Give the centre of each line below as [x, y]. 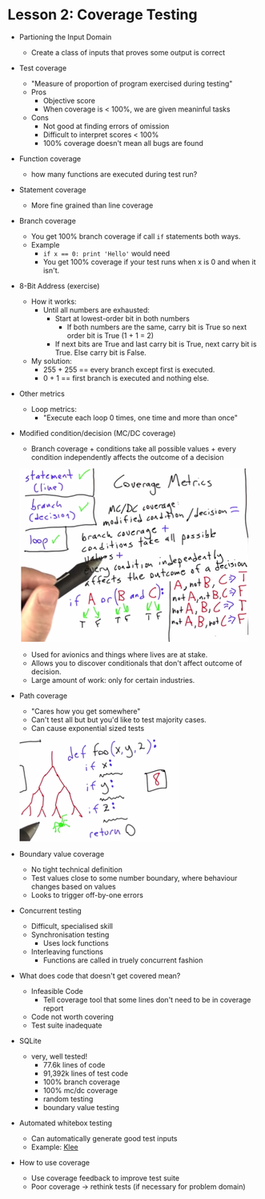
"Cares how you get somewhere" [86, 711]
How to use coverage [54, 1162]
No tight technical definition [77, 869]
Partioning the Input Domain [65, 37]
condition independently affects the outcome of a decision [127, 457]
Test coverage [43, 68]
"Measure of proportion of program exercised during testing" [132, 83]
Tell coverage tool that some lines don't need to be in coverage [147, 999]
